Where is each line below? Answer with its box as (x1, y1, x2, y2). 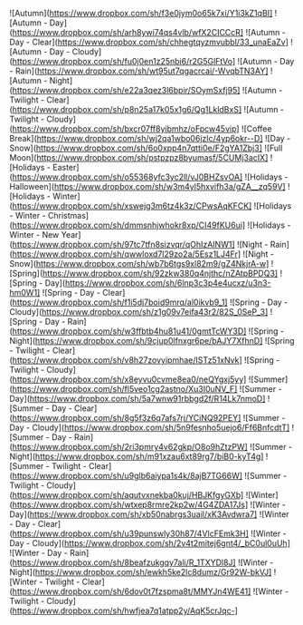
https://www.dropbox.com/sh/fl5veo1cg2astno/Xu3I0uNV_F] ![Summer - (12, 384, 282, 394)
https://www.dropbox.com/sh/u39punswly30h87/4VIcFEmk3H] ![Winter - (12, 528, 287, 539)
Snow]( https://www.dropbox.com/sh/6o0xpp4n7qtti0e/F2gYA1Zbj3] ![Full (9, 142, 283, 153)
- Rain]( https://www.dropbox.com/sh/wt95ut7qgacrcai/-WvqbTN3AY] (9, 65, 269, 76)
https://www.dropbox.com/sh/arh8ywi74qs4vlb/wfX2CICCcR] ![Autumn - (12, 27, 287, 37)
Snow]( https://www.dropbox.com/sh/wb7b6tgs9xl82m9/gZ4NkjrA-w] (9, 259, 270, 269)
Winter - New (9, 229, 60, 239)
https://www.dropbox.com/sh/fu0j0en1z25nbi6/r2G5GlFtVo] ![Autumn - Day (12, 56, 295, 66)
